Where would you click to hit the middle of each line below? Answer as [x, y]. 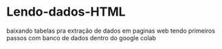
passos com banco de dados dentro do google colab [81, 37]
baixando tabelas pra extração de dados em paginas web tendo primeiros [111, 31]
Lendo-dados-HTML [66, 12]
